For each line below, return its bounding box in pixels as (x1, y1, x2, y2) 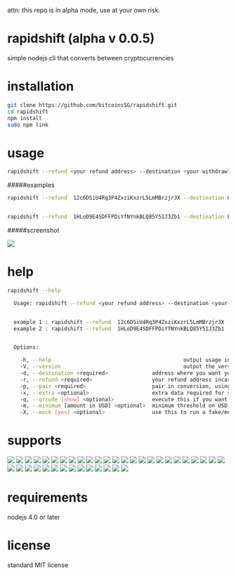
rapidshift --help (7, 287, 61, 294)
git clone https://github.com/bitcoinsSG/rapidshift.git (7, 101, 178, 108)
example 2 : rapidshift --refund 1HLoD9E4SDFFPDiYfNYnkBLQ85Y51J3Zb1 (13, 325, 225, 332)
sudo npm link (7, 121, 49, 129)
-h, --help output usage (20, 356, 221, 364)
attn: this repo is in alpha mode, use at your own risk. (7, 6, 160, 14)
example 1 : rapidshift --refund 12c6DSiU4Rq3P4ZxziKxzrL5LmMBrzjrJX (13, 318, 225, 325)
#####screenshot (7, 226, 60, 234)
